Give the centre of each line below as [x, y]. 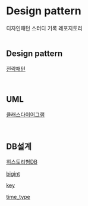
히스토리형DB [22, 162]
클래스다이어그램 [26, 114]
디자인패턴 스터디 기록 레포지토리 [45, 28]
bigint [13, 174]
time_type [18, 197]
